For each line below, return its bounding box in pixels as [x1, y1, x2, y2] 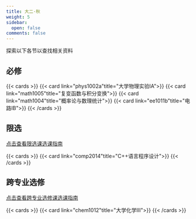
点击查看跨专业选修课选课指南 [6, 194, 78, 201]
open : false [11, 25, 41, 31]
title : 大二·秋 [6, 8, 40, 15]
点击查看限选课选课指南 [6, 140, 63, 147]
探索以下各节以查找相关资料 [6, 47, 73, 54]
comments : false [6, 30, 46, 36]
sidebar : [6, 19, 28, 25]
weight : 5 [6, 14, 31, 20]
